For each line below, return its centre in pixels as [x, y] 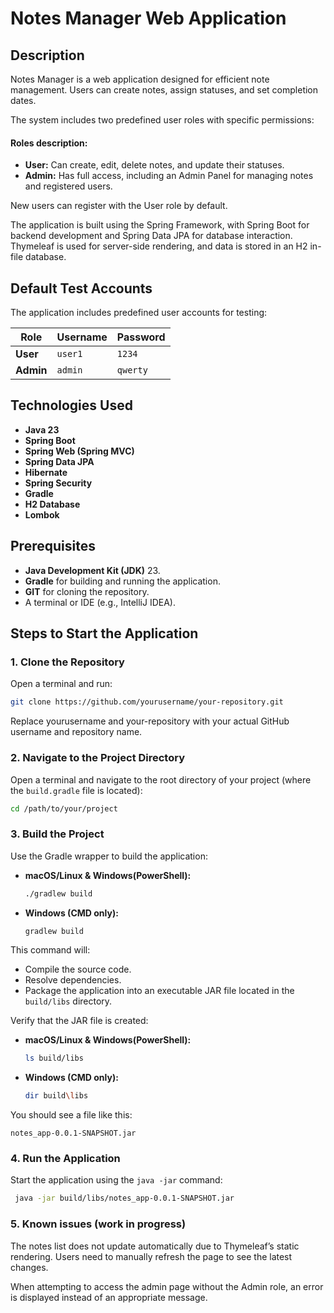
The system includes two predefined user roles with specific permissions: [162, 120]
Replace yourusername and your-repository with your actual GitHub [150, 721]
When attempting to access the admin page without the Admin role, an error [167, 1286]
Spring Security [58, 483]
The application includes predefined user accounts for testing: [139, 313]
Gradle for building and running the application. [122, 581]
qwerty [132, 370]
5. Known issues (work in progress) [98, 1224]
